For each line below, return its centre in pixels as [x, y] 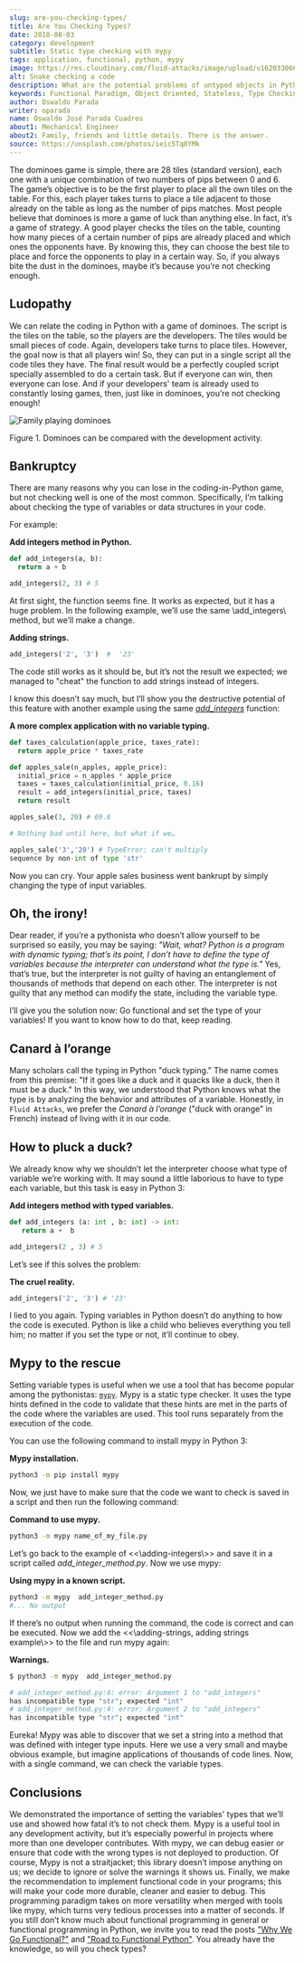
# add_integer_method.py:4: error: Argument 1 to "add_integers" [135, 1692]
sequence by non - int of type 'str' [76, 858]
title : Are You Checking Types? [70, 26]
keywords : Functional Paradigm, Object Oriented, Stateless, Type [137, 93]
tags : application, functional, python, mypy [96, 60]
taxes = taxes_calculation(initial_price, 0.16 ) [111, 784]
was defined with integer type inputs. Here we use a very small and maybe [148, 1745]
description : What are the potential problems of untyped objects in [143, 85]
